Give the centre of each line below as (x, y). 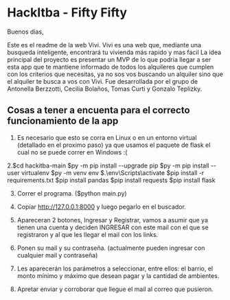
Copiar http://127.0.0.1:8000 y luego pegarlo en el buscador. (102, 207)
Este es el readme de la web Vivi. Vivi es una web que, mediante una (104, 45)
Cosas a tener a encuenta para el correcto (99, 110)
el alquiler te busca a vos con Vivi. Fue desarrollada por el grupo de (102, 81)
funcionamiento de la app (63, 121)
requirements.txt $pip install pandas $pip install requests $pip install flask (111, 180)
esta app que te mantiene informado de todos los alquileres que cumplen (111, 67)
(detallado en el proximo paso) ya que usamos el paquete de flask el (114, 145)
